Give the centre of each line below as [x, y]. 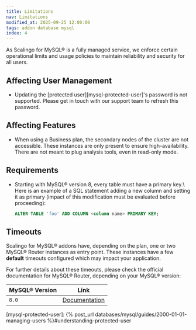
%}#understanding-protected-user [89, 321]
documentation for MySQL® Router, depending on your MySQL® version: [94, 276]
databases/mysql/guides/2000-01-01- [141, 315]
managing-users [26, 321]
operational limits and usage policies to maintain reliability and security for [96, 56]
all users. [17, 62]
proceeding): [30, 203]
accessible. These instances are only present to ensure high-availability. [102, 145]
